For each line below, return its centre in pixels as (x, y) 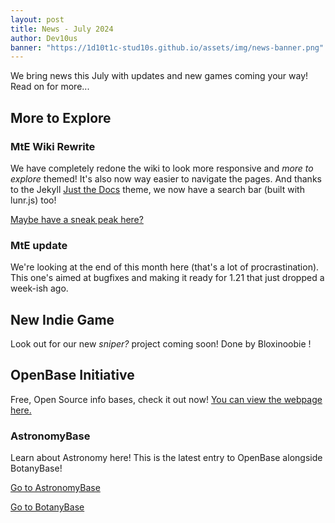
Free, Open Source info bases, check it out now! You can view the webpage (166, 399)
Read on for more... (50, 87)
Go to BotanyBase (47, 507)
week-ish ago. (39, 288)
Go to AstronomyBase (55, 488)
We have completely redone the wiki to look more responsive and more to (162, 168)
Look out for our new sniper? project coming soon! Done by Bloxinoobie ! (161, 344)
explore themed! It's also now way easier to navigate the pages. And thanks (166, 178)
